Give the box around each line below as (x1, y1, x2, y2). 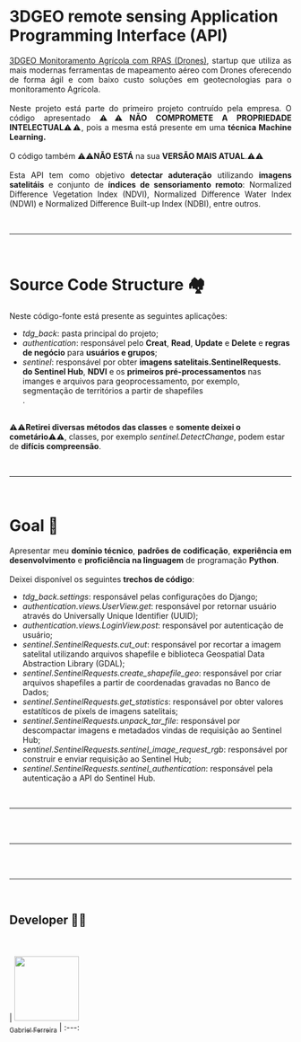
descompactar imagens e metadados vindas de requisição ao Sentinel (21, 725, 282, 736)
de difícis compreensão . (9, 440, 101, 451)
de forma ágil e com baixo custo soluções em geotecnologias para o (9, 74, 292, 84)
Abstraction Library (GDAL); (21, 658, 125, 668)
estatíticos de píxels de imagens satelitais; (21, 705, 179, 716)
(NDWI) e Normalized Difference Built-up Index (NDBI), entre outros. (9, 198, 262, 208)
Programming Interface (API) (9, 25, 228, 46)
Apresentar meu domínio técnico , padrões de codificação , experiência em (9, 545, 292, 556)
